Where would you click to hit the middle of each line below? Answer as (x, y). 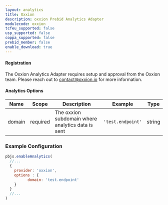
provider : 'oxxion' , (35, 170)
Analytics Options (24, 91)
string (153, 122)
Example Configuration (34, 146)
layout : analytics (24, 10)
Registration (18, 63)
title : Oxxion (20, 14)
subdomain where (76, 119)
